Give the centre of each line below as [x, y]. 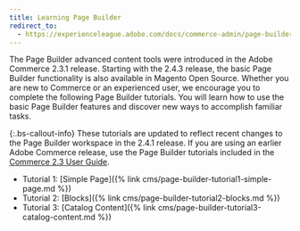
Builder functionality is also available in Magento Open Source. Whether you [149, 78]
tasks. [21, 116]
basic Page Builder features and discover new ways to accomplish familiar [146, 107]
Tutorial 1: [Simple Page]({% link [81, 179]
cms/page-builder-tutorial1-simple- [207, 179]
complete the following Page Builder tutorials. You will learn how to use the [147, 97]
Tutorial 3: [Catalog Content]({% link [89, 208]
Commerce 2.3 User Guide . [59, 162]
